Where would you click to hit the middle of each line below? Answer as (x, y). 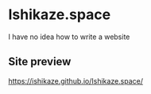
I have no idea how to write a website (69, 37)
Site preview (40, 62)
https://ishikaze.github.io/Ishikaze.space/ (76, 80)
